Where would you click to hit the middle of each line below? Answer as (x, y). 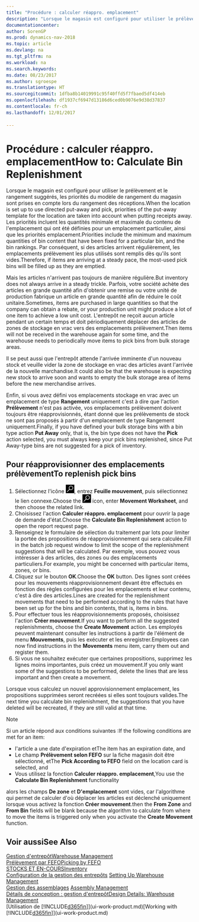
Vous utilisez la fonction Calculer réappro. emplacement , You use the (99, 774)
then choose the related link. (49, 507)
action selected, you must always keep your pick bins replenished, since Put (99, 440)
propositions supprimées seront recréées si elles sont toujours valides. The (97, 695)
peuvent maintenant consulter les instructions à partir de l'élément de (99, 633)
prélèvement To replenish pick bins (71, 474)
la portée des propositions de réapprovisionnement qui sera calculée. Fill (103, 539)
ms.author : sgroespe (32, 81)
